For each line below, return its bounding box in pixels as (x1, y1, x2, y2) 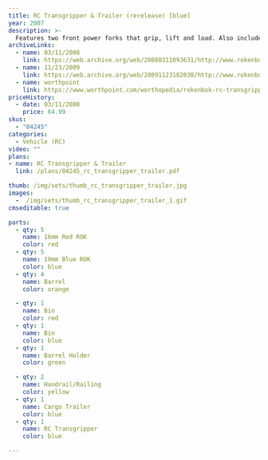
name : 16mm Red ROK (22, 233, 88, 242)
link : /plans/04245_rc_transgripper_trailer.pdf (15, 167, 180, 175)
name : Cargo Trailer (22, 403, 91, 411)
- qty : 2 (15, 373, 45, 381)
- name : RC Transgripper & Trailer (8, 160, 127, 168)
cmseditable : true (8, 204, 69, 212)
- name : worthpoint (15, 78, 81, 86)
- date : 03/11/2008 (15, 100, 81, 108)
